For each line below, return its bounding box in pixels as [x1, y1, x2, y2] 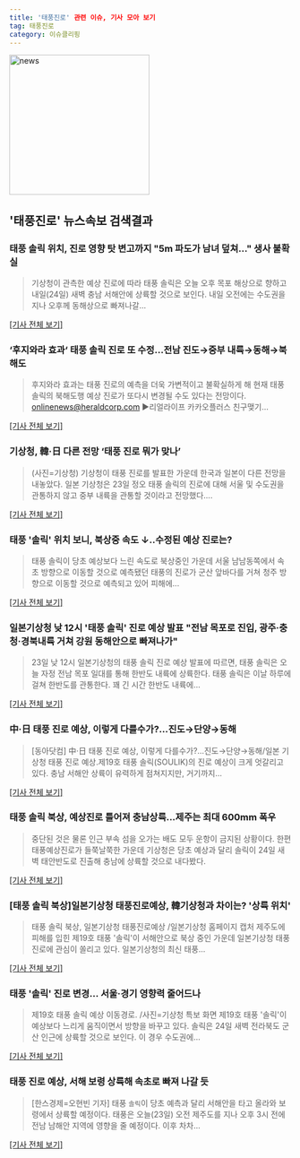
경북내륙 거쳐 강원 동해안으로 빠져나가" [21, 635, 178, 647]
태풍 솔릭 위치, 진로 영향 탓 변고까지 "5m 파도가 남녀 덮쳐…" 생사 [9, 242, 271, 255]
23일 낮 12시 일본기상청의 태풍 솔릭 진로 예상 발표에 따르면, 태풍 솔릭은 [30, 657, 279, 668]
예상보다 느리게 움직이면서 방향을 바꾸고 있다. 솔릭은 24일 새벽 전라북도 [30, 1021, 280, 1032]
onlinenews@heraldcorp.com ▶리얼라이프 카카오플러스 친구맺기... [30, 402, 269, 412]
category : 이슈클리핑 [9, 30, 81, 39]
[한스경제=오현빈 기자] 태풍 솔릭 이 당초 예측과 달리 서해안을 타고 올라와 [30, 1097, 278, 1108]
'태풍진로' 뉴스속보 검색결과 [9, 212, 154, 229]
